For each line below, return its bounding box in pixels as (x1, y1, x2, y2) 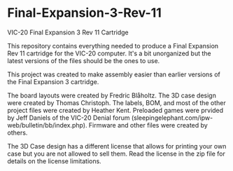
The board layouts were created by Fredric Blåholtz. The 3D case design (7, 91, 217, 100)
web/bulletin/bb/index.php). (7, 121, 87, 129)
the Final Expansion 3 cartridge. (7, 77, 99, 85)
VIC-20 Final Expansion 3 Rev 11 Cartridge (7, 28, 129, 36)
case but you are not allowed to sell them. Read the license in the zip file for (7, 149, 226, 158)
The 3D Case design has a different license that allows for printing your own (7, 142, 227, 150)
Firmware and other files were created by (88, 121, 208, 129)
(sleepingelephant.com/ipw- (131, 114, 213, 122)
